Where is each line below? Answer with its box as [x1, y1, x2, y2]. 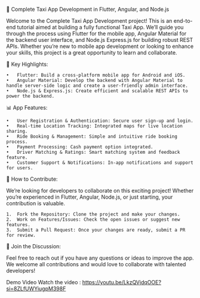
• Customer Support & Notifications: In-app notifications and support [6, 160, 194, 166]
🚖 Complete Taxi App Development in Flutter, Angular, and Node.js [6, 6, 170, 13]
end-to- [173, 17, 193, 24]
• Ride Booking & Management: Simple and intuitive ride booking [6, 133, 178, 139]
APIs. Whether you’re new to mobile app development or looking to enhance [6, 42, 194, 50]
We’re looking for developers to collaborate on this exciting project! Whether [6, 187, 194, 194]
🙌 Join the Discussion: [6, 243, 61, 250]
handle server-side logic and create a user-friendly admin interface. [6, 83, 188, 89]
